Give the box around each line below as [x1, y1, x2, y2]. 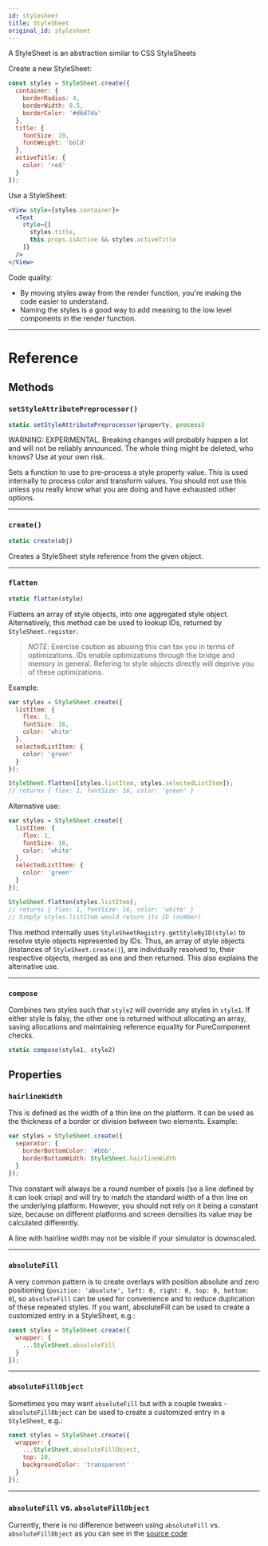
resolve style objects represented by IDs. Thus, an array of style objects [8, 936, 245, 946]
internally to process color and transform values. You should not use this [8, 476, 247, 486]
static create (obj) [8, 536, 73, 544]
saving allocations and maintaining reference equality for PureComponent [8, 1022, 250, 1031]
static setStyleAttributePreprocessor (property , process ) [8, 420, 205, 428]
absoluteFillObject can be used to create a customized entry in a [8, 1407, 226, 1417]
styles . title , [29, 229, 77, 237]
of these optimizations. [27, 667, 104, 676]
